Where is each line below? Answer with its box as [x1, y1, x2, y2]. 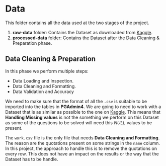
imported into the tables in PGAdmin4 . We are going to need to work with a [5, 104, 161, 110]
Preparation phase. [12, 40, 52, 46]
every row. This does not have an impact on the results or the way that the [5, 150, 159, 156]
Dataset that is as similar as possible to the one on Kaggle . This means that [5, 109, 161, 115]
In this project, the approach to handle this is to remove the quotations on [5, 145, 157, 151]
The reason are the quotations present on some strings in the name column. [5, 140, 160, 146]
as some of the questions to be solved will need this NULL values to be [5, 119, 152, 126]
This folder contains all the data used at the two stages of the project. [5, 20, 149, 26]
